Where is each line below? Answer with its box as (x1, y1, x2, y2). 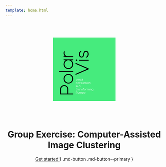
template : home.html (5, 8, 49, 13)
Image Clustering (47, 140, 121, 151)
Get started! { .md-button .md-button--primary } (35, 156, 134, 162)
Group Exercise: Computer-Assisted (7, 129, 161, 140)
